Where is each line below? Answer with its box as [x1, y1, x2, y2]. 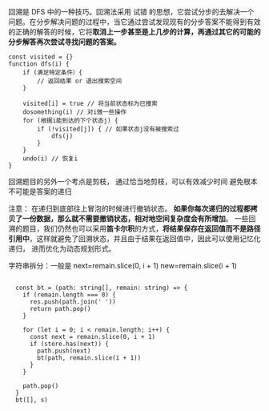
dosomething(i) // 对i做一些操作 [22, 108, 127, 116]
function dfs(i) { [8, 60, 70, 68]
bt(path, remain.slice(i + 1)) [37, 354, 142, 362]
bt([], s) [15, 396, 48, 404]
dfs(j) [50, 132, 74, 140]
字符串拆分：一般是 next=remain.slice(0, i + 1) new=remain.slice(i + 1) [8, 261, 238, 270]
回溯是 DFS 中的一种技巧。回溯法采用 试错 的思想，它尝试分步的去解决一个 [8, 7, 255, 16]
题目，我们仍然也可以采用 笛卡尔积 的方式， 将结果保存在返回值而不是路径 [22, 224, 261, 233]
